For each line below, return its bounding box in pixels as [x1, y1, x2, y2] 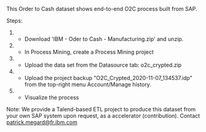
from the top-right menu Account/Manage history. [24, 81, 152, 88]
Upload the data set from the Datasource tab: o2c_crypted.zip [24, 61, 182, 68]
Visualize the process [24, 94, 79, 101]
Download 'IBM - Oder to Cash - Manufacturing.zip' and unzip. [24, 35, 184, 42]
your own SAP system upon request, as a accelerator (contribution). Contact [6, 112, 200, 119]
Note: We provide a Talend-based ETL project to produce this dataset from [6, 106, 196, 112]
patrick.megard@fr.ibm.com [6, 119, 78, 126]
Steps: [6, 17, 23, 24]
